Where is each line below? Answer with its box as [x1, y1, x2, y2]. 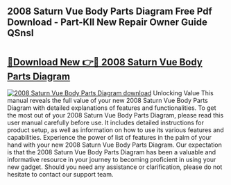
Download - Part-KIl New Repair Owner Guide [7, 17, 208, 29]
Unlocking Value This [153, 89, 214, 97]
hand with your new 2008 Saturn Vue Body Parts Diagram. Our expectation [7, 140, 222, 149]
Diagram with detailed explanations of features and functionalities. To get [7, 104, 216, 112]
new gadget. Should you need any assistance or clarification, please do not [7, 163, 223, 171]
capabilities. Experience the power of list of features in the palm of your [7, 134, 212, 141]
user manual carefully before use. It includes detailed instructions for [7, 118, 205, 127]
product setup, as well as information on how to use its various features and [7, 126, 224, 134]
